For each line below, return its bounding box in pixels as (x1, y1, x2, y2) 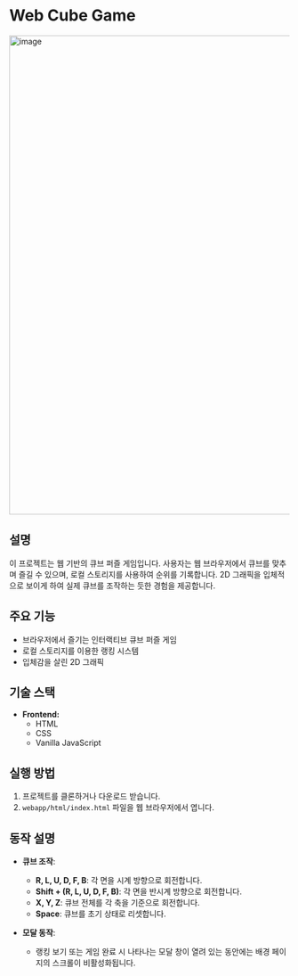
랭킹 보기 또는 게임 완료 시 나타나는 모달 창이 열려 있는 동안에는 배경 (35, 947, 270, 956)
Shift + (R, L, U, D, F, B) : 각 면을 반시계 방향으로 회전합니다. (35, 886, 243, 897)
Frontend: (21, 709, 60, 720)
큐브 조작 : (21, 857, 56, 866)
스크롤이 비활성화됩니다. (52, 957, 136, 968)
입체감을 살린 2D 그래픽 (21, 656, 105, 667)
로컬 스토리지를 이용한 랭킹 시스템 (21, 645, 140, 656)
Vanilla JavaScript (35, 737, 101, 749)
